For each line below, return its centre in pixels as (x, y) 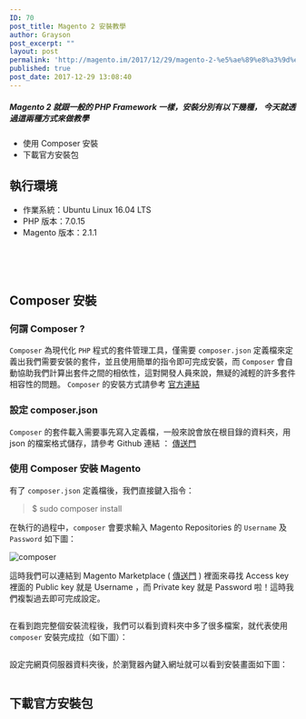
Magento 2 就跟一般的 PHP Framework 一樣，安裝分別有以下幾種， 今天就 (148, 107)
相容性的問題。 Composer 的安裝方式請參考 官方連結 (105, 384)
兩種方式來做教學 (57, 118)
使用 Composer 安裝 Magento (75, 469)
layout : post (34, 52)
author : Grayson (40, 35)
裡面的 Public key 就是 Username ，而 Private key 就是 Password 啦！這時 (148, 586)
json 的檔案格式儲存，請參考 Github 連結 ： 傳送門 (103, 443)
